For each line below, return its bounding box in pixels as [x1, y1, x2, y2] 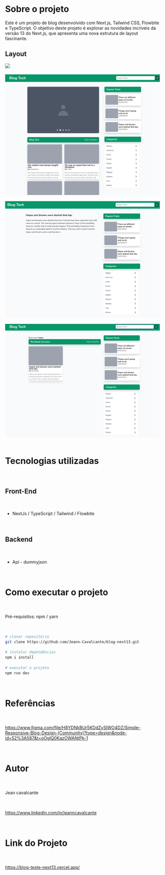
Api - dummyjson [12, 559, 48, 565]
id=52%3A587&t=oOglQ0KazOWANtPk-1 [5, 735, 88, 741]
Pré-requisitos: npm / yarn [5, 613, 58, 619]
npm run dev [5, 670, 29, 676]
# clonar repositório [5, 634, 50, 639]
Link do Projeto [5, 837, 68, 848]
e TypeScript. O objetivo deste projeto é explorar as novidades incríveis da [5, 25, 156, 31]
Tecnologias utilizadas [5, 456, 99, 467]
